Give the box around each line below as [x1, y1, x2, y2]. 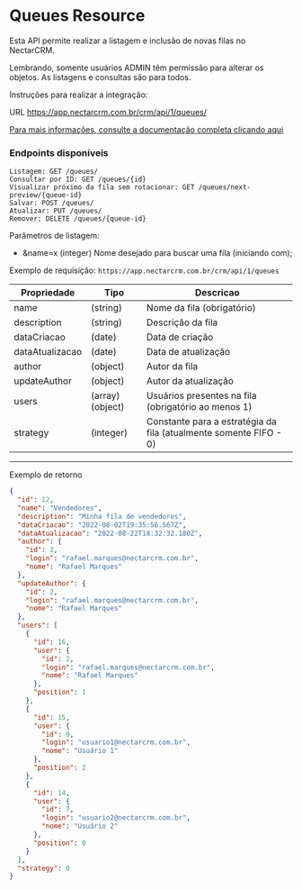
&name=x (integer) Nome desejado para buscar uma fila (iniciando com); [22, 248, 293, 259]
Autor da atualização [147, 375, 234, 387]
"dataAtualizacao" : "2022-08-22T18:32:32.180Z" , [17, 529, 203, 538]
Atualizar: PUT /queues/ [9, 206, 102, 216]
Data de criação [147, 331, 214, 343]
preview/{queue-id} [9, 191, 83, 200]
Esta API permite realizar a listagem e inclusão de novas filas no [9, 35, 246, 46]
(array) [90, 389, 120, 402]
